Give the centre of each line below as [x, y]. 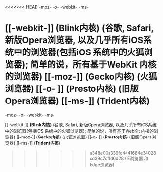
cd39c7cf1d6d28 [107, 158]
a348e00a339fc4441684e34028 [123, 153]
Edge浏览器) [102, 164]
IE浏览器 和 [137, 158]
